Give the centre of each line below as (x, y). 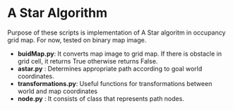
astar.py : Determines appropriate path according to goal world (110, 68)
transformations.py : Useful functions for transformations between (115, 83)
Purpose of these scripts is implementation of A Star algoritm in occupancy (116, 32)
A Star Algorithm (58, 13)
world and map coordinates (57, 91)
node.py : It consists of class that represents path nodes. (101, 98)
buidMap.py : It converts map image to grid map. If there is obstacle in (120, 54)
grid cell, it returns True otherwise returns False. (88, 61)
